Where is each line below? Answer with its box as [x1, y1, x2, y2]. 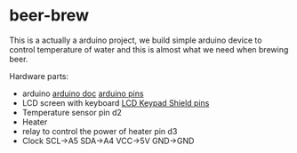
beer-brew [9, 5, 89, 26]
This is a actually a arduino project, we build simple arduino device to [9, 35, 262, 45]
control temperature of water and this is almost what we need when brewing [9, 44, 289, 54]
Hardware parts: [9, 70, 69, 81]
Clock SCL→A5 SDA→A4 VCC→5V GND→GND [21, 135, 195, 146]
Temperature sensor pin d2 [21, 107, 123, 117]
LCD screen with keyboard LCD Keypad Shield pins [21, 97, 210, 108]
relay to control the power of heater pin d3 [21, 125, 178, 136]
